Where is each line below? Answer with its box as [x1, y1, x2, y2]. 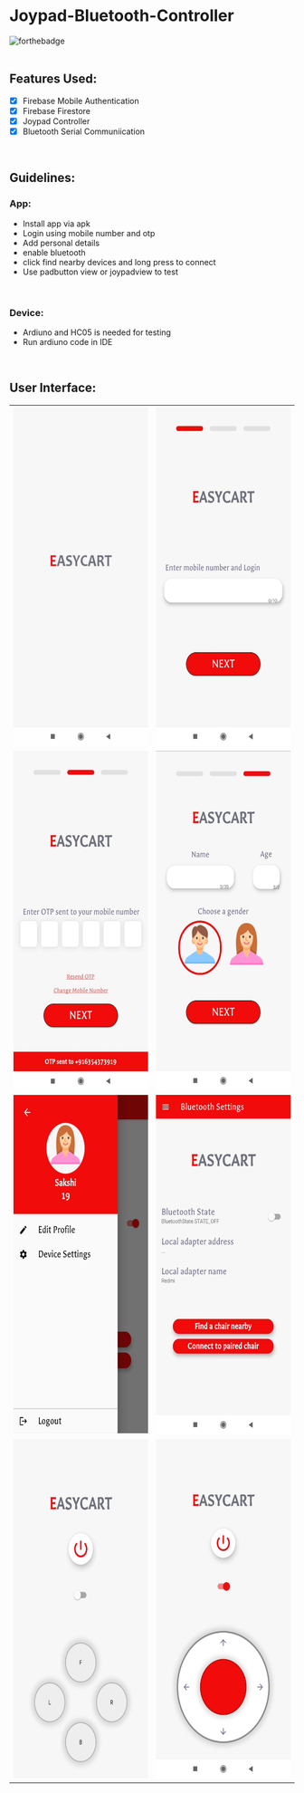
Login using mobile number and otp [22, 227, 156, 238]
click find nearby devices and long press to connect [22, 256, 216, 267]
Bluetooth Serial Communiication [22, 126, 146, 137]
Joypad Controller [22, 115, 90, 127]
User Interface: [9, 380, 97, 396]
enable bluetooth [22, 246, 86, 258]
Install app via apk [22, 218, 90, 229]
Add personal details [22, 237, 100, 248]
